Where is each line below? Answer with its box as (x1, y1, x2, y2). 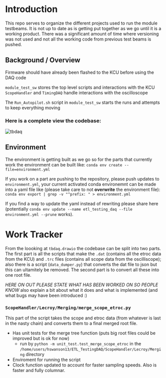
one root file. (5, 272, 31, 278)
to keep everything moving (5, 104, 60, 111)
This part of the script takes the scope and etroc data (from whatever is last (5, 315, 161, 321)
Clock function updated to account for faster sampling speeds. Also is (12, 362, 157, 368)
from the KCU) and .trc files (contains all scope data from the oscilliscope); (5, 256, 161, 262)
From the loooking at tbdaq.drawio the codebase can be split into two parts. (5, 245, 161, 251)
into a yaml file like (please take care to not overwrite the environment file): (5, 186, 160, 193)
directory (25, 351, 45, 357)
